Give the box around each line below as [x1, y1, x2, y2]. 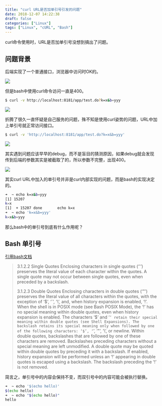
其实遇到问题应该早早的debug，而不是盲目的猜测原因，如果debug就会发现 [5, 150, 155, 156]
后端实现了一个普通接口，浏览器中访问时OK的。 [5, 69, 101, 74]
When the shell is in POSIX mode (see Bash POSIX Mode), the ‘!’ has [17, 304, 154, 310]
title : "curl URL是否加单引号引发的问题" [5, 7, 82, 12]
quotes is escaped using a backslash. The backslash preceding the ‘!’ [17, 359, 157, 365]
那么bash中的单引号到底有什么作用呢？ [5, 224, 84, 230]
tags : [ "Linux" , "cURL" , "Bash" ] [5, 25, 73, 30]
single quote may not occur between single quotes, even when [17, 274, 144, 279]
